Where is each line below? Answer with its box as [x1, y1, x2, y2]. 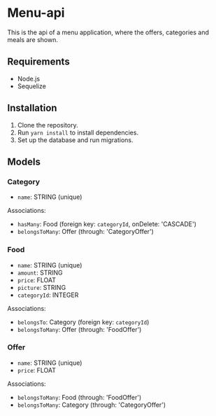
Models [7, 155, 41, 167]
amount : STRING [17, 268, 63, 277]
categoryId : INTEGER [17, 291, 79, 299]
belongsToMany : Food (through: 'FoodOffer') [17, 393, 142, 401]
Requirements [7, 56, 70, 68]
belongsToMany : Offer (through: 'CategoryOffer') [17, 228, 154, 236]
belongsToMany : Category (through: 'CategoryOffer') [17, 401, 166, 409]
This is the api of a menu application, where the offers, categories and [7, 28, 210, 36]
